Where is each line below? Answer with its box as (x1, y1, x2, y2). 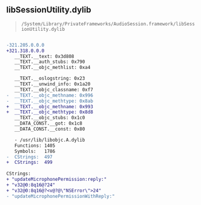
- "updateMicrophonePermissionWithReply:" (6, 193, 115, 199)
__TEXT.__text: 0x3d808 (14, 53, 74, 59)
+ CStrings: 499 (6, 160, 53, 166)
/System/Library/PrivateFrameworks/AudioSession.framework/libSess (21, 21, 195, 27)
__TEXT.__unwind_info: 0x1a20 (14, 81, 91, 87)
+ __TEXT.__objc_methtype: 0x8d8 (6, 109, 94, 116)
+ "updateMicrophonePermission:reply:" (6, 177, 107, 183)
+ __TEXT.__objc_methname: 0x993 (6, 103, 94, 109)
